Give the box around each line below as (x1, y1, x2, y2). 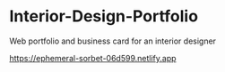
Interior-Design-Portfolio (9, 6, 199, 27)
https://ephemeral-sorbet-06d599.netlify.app (9, 52, 177, 63)
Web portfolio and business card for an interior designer (9, 36, 217, 46)
